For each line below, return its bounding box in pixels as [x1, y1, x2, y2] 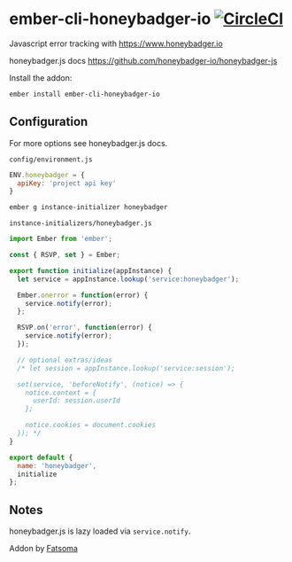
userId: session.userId [32, 396, 121, 405]
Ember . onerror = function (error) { [17, 291, 149, 300]
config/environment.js [9, 155, 93, 164]
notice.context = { [25, 388, 97, 397]
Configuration [9, 114, 88, 129]
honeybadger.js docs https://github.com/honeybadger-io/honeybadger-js [9, 55, 278, 66]
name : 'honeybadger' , [17, 461, 97, 470]
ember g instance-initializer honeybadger [9, 203, 168, 212]
